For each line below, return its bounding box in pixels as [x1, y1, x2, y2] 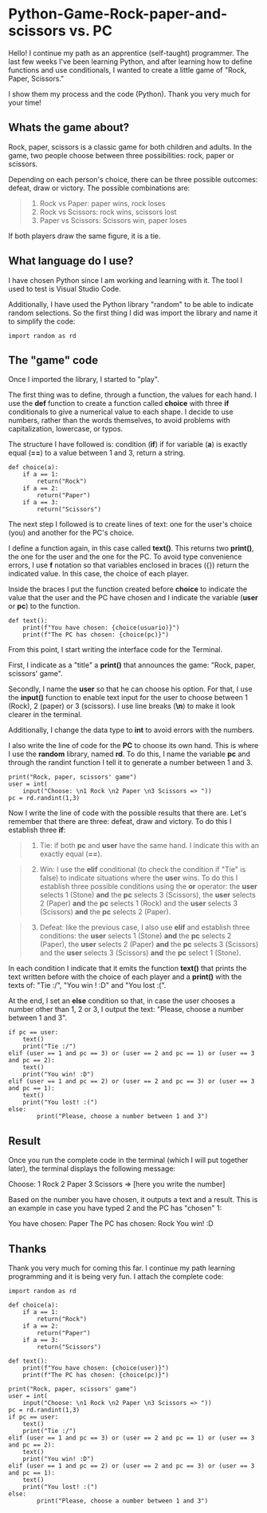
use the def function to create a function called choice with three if [8, 399, 230, 408]
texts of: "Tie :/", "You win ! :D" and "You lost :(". [8, 981, 167, 990]
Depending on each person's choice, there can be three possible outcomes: [8, 174, 258, 184]
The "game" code [8, 353, 98, 367]
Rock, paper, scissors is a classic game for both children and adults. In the [8, 141, 253, 152]
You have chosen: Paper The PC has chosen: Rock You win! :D [8, 1219, 214, 1228]
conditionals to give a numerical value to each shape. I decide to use [8, 407, 234, 416]
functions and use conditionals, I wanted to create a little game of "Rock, [8, 65, 247, 74]
